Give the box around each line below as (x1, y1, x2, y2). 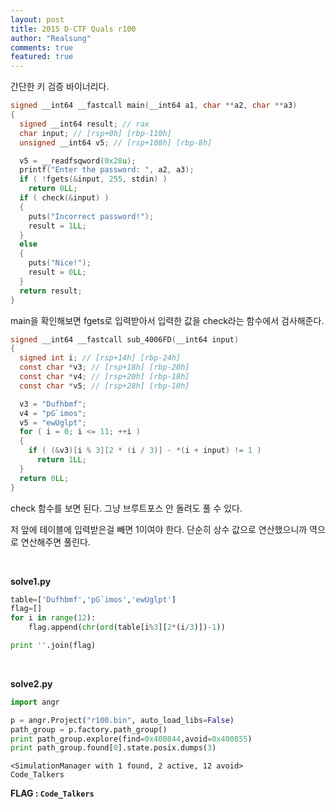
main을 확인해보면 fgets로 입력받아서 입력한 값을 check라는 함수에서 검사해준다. (10, 314, 325, 326)
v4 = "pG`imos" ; (19, 408, 87, 418)
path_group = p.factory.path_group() (10, 724, 168, 735)
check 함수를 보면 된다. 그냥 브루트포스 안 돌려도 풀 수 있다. (10, 502, 243, 514)
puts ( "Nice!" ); (28, 258, 92, 268)
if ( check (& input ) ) (19, 193, 110, 203)
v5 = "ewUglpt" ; (19, 417, 87, 428)
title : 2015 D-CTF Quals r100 (10, 24, 137, 34)
